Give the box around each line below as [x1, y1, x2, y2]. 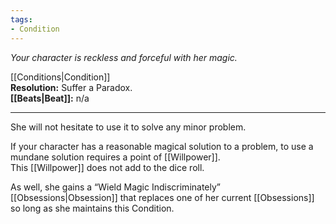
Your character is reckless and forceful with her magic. [10, 51, 238, 63]
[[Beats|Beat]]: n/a [10, 92, 90, 104]
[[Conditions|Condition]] [10, 71, 111, 83]
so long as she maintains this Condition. [10, 202, 175, 214]
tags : [10, 14, 33, 25]
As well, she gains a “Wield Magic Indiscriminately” [10, 181, 222, 193]
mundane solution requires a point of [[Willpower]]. [10, 151, 221, 163]
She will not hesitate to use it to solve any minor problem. [10, 121, 247, 133]
